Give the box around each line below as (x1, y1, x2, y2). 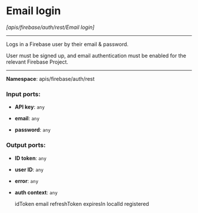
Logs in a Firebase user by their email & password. (6, 40, 128, 48)
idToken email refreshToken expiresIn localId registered (14, 200, 149, 207)
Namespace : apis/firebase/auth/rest (6, 75, 95, 82)
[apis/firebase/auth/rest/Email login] (6, 24, 95, 31)
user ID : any (14, 166, 44, 173)
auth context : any (14, 189, 58, 196)
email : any (14, 115, 40, 122)
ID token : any (14, 155, 47, 162)
